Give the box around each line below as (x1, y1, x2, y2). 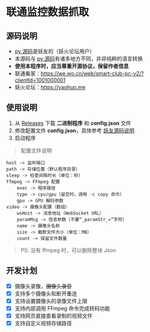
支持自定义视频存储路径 (14, 320, 72, 327)
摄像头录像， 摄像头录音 (14, 282, 72, 289)
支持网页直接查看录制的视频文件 (14, 312, 93, 319)
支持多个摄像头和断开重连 (14, 290, 77, 297)
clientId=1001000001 (14, 76, 66, 84)
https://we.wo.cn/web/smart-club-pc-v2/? (40, 70, 144, 77)
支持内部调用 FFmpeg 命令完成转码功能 (14, 305, 110, 312)
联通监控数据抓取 (6, 5, 90, 19)
